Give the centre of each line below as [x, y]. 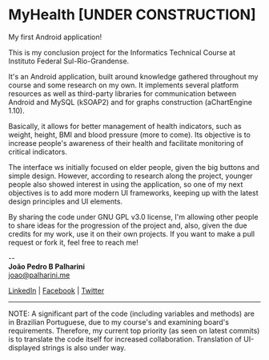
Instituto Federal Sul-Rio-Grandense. [69, 61]
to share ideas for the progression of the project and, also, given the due [128, 225]
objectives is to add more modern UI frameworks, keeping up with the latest [133, 192]
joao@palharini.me [39, 275]
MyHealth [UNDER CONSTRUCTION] [132, 15]
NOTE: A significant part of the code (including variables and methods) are [131, 313]
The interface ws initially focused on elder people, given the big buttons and [134, 167]
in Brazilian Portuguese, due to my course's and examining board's [119, 322]
